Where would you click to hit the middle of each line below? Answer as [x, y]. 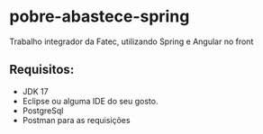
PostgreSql [43, 111]
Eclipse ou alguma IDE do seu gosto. [90, 101]
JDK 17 [35, 91]
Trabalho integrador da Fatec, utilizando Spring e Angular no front [131, 41]
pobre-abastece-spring [100, 17]
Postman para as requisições [76, 120]
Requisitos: [42, 70]
